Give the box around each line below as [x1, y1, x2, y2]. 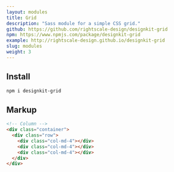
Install [6, 72, 31, 82]
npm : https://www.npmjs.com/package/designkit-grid [6, 32, 140, 38]
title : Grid [6, 15, 37, 21]
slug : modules [6, 43, 43, 50]
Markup [6, 105, 37, 115]
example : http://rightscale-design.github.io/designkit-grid [6, 37, 165, 43]
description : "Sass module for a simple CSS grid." [6, 20, 140, 26]
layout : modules [6, 9, 48, 15]
